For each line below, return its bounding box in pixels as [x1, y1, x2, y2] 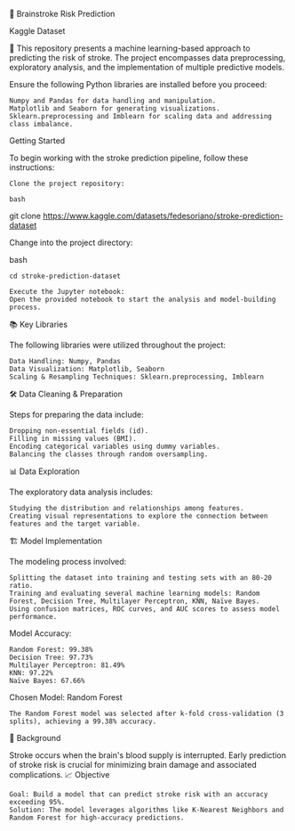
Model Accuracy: [9, 628, 72, 639]
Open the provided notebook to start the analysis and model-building [9, 295, 276, 304]
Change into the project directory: [9, 237, 133, 248]
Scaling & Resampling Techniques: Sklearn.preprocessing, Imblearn [9, 372, 265, 381]
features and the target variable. [9, 519, 141, 528]
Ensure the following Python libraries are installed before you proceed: [9, 79, 267, 89]
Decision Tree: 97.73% [9, 653, 93, 662]
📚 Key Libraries [9, 319, 68, 330]
